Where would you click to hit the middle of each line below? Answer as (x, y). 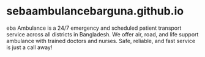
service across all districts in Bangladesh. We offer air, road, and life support (102, 34)
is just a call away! (29, 47)
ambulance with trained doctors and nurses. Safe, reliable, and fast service (101, 41)
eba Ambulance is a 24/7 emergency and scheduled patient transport (94, 28)
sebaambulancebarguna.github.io (95, 11)
